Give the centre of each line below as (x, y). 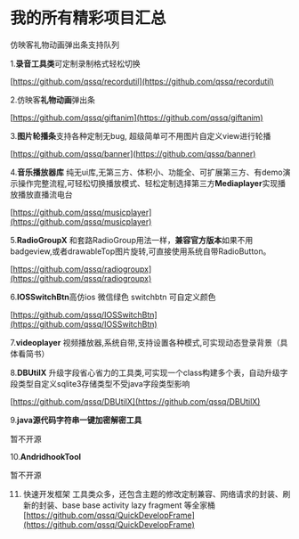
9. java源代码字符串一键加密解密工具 (76, 420)
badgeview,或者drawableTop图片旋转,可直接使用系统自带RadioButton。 (141, 251)
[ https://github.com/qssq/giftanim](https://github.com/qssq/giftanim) (137, 118)
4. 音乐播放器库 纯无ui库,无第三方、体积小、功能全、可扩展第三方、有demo (146, 172)
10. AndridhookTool (46, 456)
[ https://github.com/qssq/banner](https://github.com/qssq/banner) (133, 153)
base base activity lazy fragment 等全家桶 (139, 505)
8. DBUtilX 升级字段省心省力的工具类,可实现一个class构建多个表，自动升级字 (149, 372)
